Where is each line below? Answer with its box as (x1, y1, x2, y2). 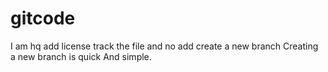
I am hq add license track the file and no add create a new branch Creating (10, 40, 319, 52)
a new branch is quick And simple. (10, 50, 152, 62)
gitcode (10, 7, 76, 30)
